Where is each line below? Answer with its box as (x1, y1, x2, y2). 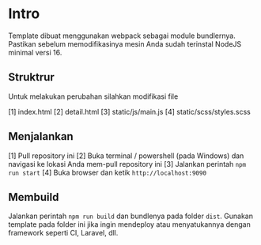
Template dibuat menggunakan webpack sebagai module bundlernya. (8, 31, 236, 40)
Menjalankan (8, 130, 74, 143)
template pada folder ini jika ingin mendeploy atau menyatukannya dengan (8, 220, 251, 229)
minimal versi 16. (8, 47, 62, 57)
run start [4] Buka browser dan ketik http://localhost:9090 (8, 168, 207, 177)
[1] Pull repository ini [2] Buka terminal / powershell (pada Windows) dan (8, 151, 244, 160)
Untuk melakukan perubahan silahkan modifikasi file (8, 92, 179, 101)
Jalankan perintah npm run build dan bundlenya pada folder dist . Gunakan (8, 211, 253, 221)
